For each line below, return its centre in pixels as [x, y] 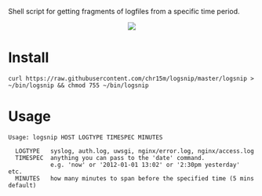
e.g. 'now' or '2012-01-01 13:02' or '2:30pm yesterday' [145, 165]
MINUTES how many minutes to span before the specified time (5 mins [135, 178]
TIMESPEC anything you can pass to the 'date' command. [110, 158]
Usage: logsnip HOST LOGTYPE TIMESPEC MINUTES [86, 137]
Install [29, 58]
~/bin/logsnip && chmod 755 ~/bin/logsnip [78, 85]
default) [22, 185]
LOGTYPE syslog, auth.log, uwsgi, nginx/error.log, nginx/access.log [135, 151]
